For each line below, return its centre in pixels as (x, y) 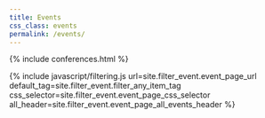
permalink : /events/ (48, 34)
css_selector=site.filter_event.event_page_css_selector (110, 95)
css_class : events (43, 26)
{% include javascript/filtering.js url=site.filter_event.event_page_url (133, 76)
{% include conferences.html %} (69, 59)
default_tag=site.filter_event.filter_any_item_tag (95, 86)
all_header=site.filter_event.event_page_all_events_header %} (122, 105)
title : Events (36, 17)
